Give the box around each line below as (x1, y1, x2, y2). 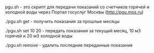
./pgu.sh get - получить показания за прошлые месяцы (5, 19, 120, 24)
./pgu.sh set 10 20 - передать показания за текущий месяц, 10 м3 (5, 28, 141, 33)
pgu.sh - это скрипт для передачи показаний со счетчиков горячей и (5, 4, 150, 10)
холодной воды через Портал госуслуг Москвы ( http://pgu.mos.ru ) (5, 9, 144, 15)
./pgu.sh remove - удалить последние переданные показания (5, 42, 133, 48)
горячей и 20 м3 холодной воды (5, 33, 73, 39)
